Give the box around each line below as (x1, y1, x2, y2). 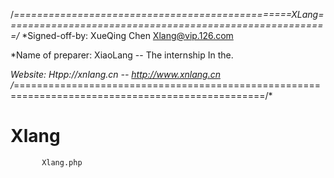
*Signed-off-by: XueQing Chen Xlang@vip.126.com (21, 30, 234, 41)
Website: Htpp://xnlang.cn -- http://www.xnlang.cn (10, 69, 221, 80)
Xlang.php (41, 157, 83, 168)
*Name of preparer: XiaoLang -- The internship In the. (10, 49, 234, 61)
